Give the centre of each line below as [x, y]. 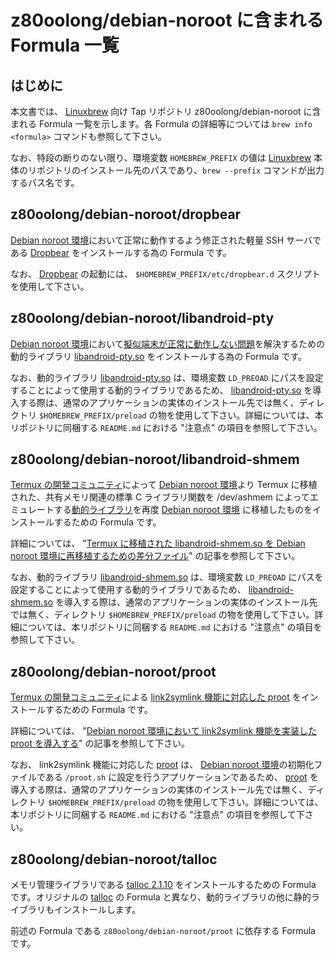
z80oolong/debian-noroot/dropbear [126, 214]
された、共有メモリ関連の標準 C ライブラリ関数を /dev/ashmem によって [160, 497]
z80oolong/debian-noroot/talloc [114, 859]
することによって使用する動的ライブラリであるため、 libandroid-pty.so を [161, 390]
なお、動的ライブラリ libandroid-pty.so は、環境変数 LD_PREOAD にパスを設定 [167, 377]
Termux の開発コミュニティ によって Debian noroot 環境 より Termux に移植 [164, 485]
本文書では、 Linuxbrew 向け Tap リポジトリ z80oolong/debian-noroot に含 [166, 111]
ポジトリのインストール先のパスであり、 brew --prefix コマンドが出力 [180, 170]
